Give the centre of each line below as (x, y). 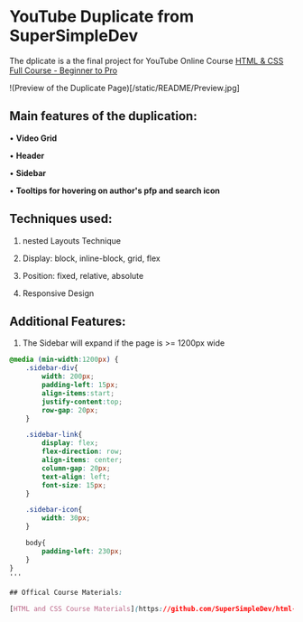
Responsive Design (58, 293)
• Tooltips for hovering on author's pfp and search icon (115, 190)
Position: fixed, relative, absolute (83, 275)
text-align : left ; (76, 477)
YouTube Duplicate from (101, 17)
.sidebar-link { (54, 435)
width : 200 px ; (68, 376)
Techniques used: (61, 219)
